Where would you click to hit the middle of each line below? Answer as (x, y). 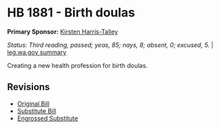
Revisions (29, 87)
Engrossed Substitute (47, 118)
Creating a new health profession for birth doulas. (77, 65)
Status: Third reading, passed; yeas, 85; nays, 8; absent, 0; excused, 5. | (110, 45)
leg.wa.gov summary (37, 52)
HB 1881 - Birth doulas (71, 13)
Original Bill (33, 104)
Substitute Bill (36, 110)
